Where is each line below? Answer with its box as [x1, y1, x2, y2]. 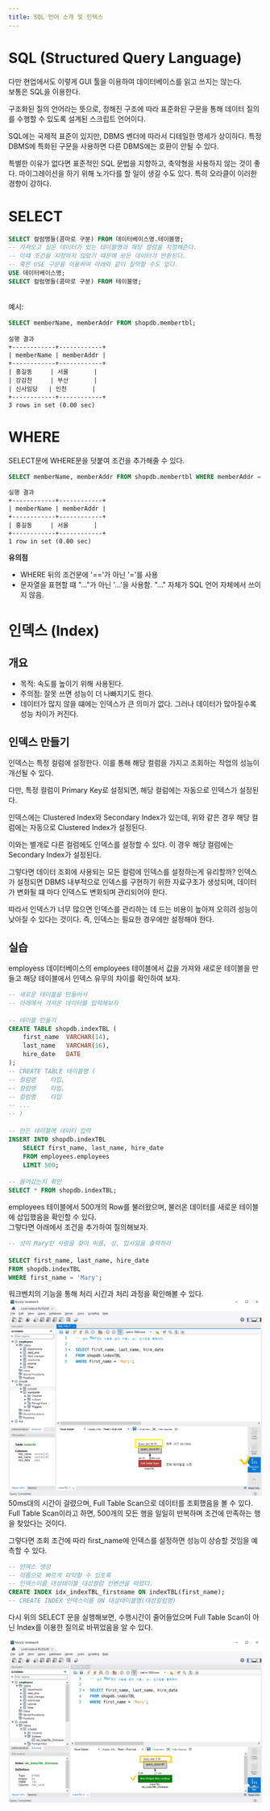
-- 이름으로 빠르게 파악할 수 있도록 [8, 1571, 111, 1579]
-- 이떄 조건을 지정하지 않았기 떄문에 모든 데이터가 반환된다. [8, 252, 187, 260]
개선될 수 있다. [8, 768, 54, 778]
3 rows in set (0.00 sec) [8, 400, 95, 409]
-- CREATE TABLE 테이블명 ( [8, 1067, 96, 1075]
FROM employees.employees [23, 1152, 110, 1160]
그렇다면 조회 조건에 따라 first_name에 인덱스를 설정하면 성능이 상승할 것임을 [8, 1535, 250, 1545]
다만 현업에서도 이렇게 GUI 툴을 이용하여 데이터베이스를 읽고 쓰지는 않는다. [8, 77, 243, 86]
